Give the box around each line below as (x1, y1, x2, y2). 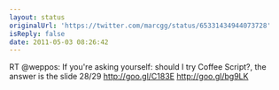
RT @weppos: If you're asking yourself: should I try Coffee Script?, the (9, 62, 267, 72)
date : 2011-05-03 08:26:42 (9, 37, 109, 47)
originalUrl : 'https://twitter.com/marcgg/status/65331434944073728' (9, 21, 272, 30)
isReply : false (9, 29, 66, 38)
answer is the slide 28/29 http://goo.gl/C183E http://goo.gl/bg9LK (9, 71, 249, 82)
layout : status (9, 12, 66, 22)
